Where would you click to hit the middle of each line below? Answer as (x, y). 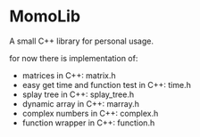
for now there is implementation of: (74, 58)
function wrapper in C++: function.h (88, 123)
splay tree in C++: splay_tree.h (78, 94)
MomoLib (45, 16)
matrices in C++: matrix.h (69, 75)
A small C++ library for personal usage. (82, 41)
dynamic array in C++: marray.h (81, 103)
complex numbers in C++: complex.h (90, 113)
